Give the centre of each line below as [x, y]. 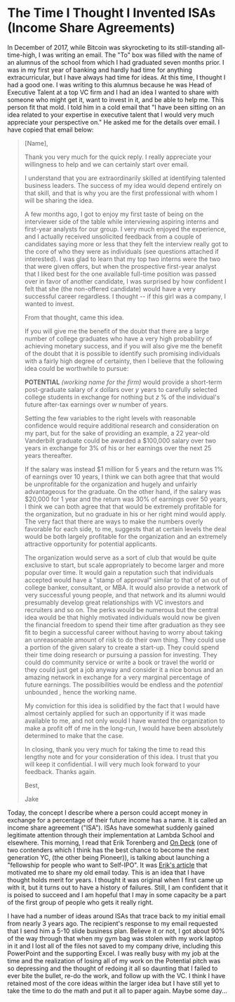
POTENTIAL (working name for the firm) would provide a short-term [123, 382]
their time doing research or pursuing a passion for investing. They [121, 654]
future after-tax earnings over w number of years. [96, 404]
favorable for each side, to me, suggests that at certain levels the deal [125, 528]
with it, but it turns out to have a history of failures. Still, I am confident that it [117, 887]
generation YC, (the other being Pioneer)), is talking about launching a [108, 857]
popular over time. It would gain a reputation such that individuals [119, 572]
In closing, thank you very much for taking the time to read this [115, 749]
